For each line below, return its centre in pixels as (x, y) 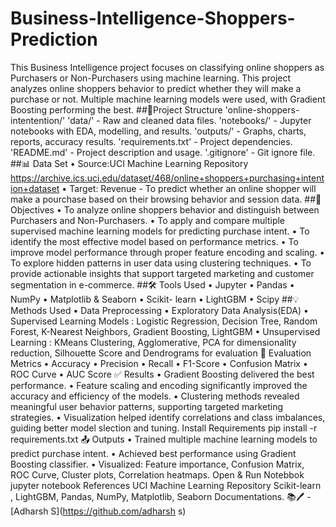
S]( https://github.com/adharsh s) (118, 511)
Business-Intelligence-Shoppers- (153, 18)
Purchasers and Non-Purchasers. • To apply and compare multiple (148, 220)
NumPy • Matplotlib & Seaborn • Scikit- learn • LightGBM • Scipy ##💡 (155, 299)
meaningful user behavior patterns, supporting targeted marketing (147, 406)
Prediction (54, 39)
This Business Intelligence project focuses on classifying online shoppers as (167, 67)
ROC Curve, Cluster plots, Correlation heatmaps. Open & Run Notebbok (157, 474)
